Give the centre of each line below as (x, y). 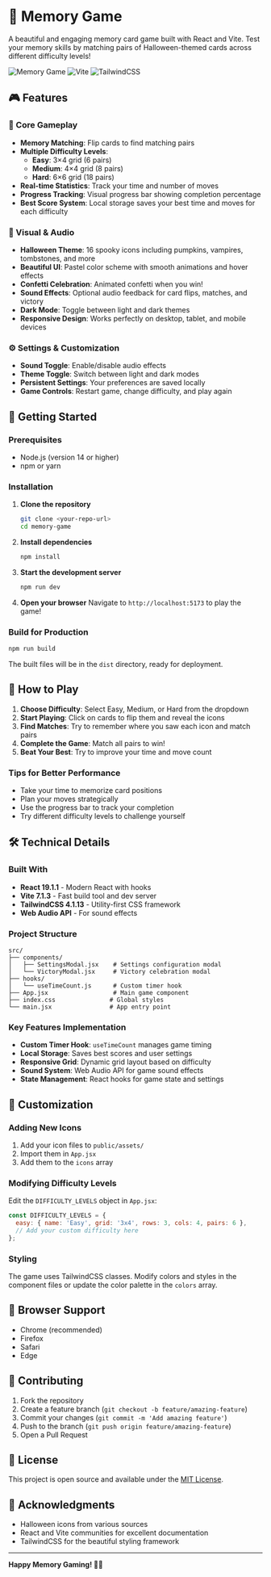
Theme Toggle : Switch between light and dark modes (110, 374)
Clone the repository (55, 505)
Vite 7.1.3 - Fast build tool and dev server (88, 895)
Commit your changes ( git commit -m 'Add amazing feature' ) (123, 1417)
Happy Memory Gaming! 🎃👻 (56, 1565)
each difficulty (44, 211)
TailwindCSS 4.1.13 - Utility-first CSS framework (100, 904)
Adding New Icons (45, 1127)
